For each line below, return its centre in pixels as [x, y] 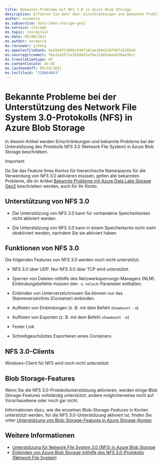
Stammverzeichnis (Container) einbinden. [54, 298]
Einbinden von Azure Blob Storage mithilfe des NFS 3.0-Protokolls [78, 452]
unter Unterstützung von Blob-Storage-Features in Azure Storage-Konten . [79, 420]
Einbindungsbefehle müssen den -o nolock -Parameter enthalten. [77, 284]
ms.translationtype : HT [29, 59]
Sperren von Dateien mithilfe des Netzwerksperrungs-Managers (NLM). [84, 279]
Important [15, 161]
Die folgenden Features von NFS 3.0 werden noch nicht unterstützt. [73, 260]
